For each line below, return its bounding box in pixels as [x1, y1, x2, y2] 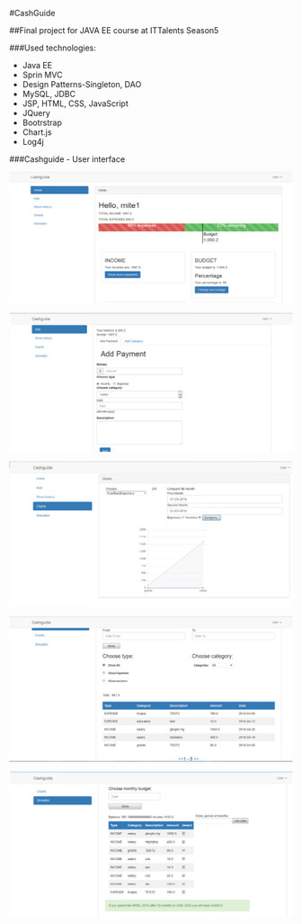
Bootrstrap [22, 117, 63, 128]
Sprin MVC [22, 69, 63, 80]
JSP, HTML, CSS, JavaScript [22, 98, 129, 109]
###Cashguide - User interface [9, 154, 126, 165]
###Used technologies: [9, 42, 96, 53]
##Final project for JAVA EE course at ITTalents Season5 [9, 25, 219, 35]
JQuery [22, 108, 51, 118]
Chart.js [22, 127, 52, 138]
